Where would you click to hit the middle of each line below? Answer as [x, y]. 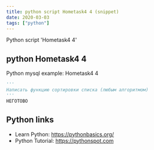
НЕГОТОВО [17, 101]
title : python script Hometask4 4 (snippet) [63, 12]
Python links [30, 120]
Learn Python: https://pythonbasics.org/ [64, 134]
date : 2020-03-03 [28, 17]
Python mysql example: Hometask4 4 [52, 73]
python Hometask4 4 [46, 58]
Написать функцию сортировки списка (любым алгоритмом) [77, 90]
